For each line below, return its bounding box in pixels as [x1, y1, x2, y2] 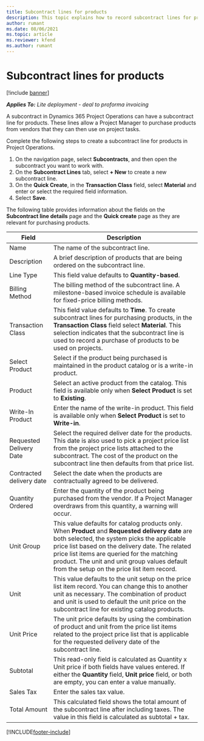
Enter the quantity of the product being [53, 487, 165, 495]
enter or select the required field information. [15, 188, 128, 195]
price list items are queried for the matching [53, 549, 178, 558]
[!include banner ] [6, 89, 50, 96]
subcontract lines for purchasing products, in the [53, 313, 192, 322]
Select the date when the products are [53, 469, 163, 477]
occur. [53, 509, 72, 517]
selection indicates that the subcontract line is [53, 329, 185, 337]
